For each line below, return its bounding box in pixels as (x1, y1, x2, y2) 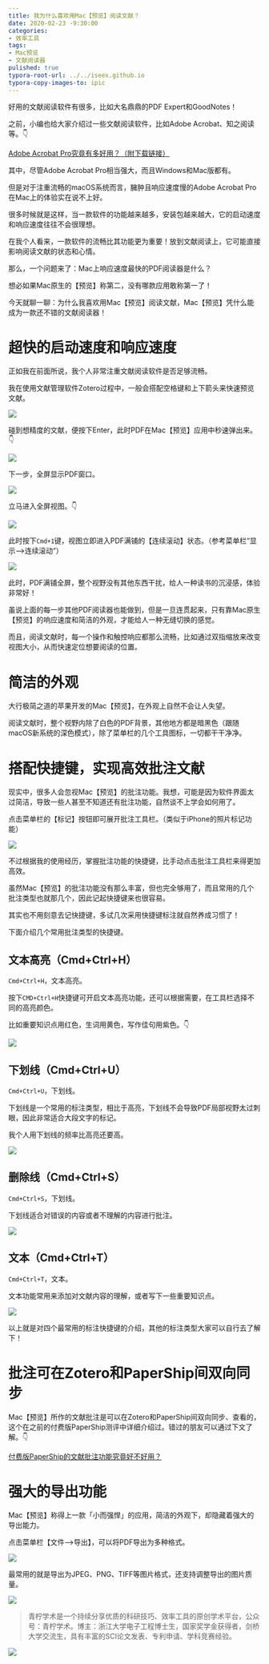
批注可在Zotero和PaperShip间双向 (8, 1364, 237, 1382)
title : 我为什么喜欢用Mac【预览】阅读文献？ (8, 11, 140, 20)
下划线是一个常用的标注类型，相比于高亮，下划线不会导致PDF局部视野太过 (8, 1103, 254, 1112)
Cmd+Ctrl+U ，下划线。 (8, 1086, 80, 1095)
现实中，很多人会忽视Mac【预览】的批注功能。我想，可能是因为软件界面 (8, 787, 247, 797)
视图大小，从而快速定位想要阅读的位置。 (8, 642, 142, 652)
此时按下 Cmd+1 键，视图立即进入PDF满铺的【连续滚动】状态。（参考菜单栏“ (8, 536, 251, 545)
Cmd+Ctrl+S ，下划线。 (8, 1193, 80, 1203)
